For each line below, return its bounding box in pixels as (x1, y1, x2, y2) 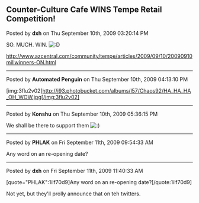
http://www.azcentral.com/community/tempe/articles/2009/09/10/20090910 (6, 53, 192, 60)
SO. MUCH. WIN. (6, 41, 47, 48)
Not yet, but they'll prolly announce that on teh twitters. (6, 190, 141, 197)
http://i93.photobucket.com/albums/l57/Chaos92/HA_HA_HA (42, 87, 191, 94)
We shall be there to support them (6, 122, 89, 129)
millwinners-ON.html (6, 58, 56, 66)
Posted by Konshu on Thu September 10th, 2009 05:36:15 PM (6, 110, 158, 117)
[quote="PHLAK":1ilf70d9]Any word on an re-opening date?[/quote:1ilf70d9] (6, 178, 192, 185)
